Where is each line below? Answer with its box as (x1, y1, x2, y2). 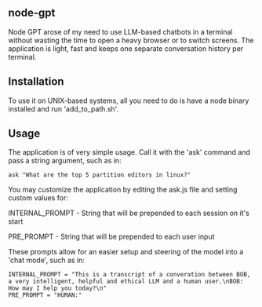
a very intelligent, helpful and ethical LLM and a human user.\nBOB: (8, 278, 244, 286)
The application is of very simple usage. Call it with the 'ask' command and (8, 148, 251, 157)
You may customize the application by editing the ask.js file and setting (8, 185, 238, 195)
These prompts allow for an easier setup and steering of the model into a (8, 247, 244, 257)
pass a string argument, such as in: (8, 156, 122, 166)
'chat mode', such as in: (8, 255, 85, 265)
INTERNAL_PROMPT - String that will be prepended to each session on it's (8, 208, 249, 218)
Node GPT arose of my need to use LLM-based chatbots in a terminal (8, 27, 233, 36)
